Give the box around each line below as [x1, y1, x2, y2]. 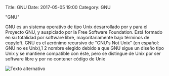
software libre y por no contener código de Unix [5, 56, 105, 62]
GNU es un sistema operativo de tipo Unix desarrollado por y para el [5, 24, 148, 30]
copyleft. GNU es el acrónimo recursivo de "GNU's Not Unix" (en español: [5, 40, 159, 46]
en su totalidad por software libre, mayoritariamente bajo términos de [5, 35, 150, 40]
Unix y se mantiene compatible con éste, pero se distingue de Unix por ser [5, 50, 161, 56]
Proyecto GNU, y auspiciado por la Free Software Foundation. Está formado [5, 29, 163, 35]
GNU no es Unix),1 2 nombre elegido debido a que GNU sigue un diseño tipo [5, 45, 164, 51]
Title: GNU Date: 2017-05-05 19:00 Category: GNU [5, 5, 111, 10]
